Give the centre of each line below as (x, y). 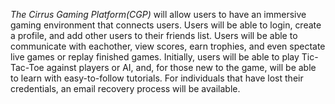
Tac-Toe (27, 67)
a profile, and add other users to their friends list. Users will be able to (154, 35)
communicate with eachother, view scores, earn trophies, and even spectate (168, 46)
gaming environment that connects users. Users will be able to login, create (166, 25)
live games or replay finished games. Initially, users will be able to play (155, 57)
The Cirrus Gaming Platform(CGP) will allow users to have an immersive (158, 14)
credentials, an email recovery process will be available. (125, 88)
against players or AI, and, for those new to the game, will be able (181, 67)
